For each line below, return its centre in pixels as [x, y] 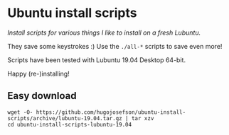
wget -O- [20, 112]
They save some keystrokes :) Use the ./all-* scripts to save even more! [115, 46]
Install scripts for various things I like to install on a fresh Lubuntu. [104, 33]
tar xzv [143, 118]
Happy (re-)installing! [38, 74]
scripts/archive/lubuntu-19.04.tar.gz [65, 118]
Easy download [42, 96]
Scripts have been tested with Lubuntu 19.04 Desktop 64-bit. [97, 60]
